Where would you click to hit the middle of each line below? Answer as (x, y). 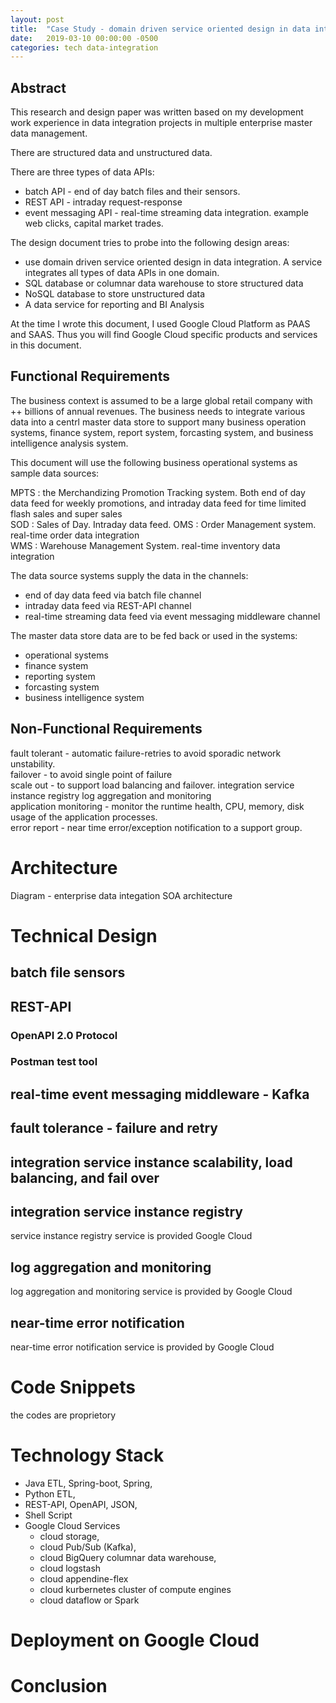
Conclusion (59, 1686)
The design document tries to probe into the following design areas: (150, 243)
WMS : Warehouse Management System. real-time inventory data (145, 545)
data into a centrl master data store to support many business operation (158, 422)
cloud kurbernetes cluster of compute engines (135, 1589)
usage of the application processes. (84, 817)
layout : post (37, 19)
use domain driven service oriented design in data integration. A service (173, 262)
